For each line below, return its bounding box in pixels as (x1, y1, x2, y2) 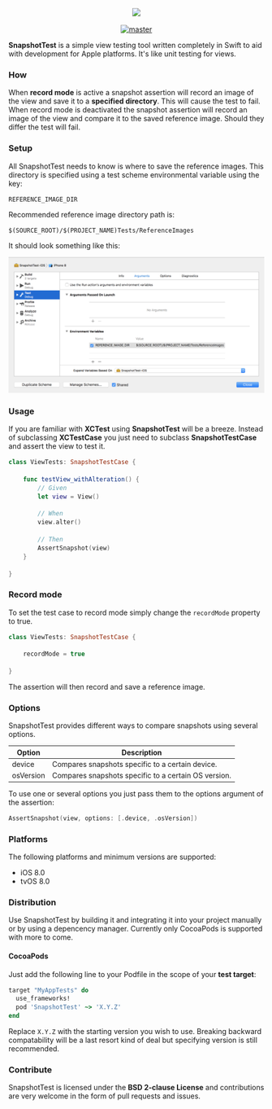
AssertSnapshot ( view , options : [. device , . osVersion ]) (8, 814, 198, 822)
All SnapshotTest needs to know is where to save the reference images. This (8, 161, 264, 171)
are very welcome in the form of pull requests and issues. (8, 1091, 201, 1101)
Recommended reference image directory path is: (8, 209, 175, 219)
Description (121, 747, 162, 757)
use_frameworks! (15, 994, 71, 1003)
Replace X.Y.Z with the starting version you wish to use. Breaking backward (8, 1027, 262, 1037)
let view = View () (37, 493, 100, 501)
